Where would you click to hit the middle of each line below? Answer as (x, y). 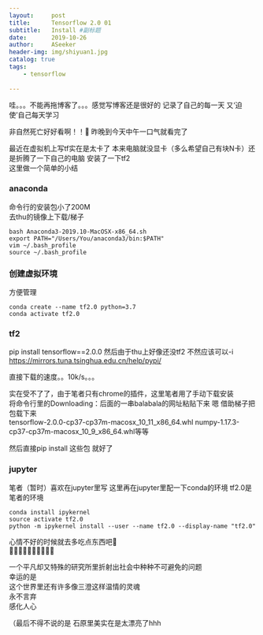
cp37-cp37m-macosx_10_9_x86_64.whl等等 (79, 432)
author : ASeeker (43, 45)
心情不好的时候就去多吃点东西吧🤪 (63, 541)
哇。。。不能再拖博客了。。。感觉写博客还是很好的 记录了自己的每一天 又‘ (122, 105)
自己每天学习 (39, 114)
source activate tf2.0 (46, 519)
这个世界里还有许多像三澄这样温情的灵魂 (74, 586)
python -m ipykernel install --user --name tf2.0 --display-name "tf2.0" (133, 526)
